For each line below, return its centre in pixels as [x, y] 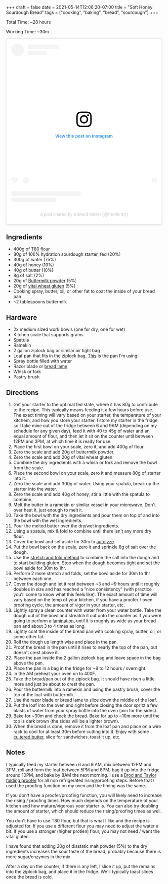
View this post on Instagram [84, 136]
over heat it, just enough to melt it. [48, 510]
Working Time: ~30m [28, 32]
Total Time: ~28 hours [29, 22]
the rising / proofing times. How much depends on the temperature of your [82, 800]
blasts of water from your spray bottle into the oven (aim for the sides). [85, 711]
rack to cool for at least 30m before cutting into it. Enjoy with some [81, 732]
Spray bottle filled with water [42, 361]
